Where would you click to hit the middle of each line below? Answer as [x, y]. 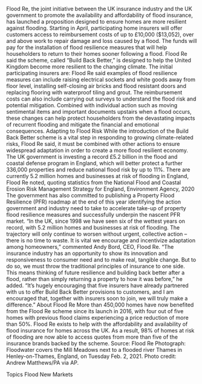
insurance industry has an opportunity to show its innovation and [87, 253]
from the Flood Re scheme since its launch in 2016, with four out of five [95, 311]
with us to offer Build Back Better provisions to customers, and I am [90, 292]
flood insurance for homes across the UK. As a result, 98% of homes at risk [100, 330]
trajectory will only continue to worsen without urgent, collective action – [97, 234]
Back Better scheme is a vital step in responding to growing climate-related [100, 137]
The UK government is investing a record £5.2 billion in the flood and [92, 157]
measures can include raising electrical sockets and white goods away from [101, 79]
